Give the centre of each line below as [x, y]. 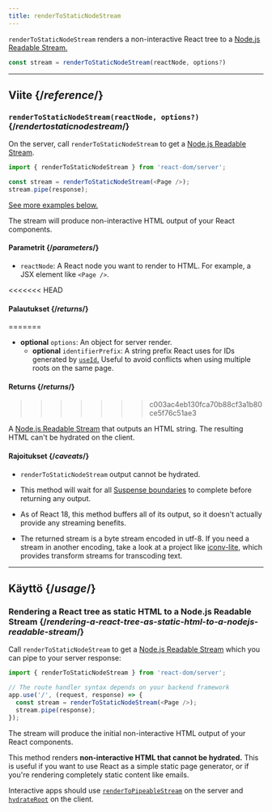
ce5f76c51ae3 [173, 413]
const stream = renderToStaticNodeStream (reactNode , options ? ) [117, 62]
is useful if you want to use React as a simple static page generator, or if [129, 766]
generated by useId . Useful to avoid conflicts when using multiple [141, 359]
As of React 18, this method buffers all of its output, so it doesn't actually [141, 514]
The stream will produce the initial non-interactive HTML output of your [127, 733]
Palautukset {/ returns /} [49, 308]
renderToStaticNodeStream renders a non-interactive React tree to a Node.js [134, 39]
